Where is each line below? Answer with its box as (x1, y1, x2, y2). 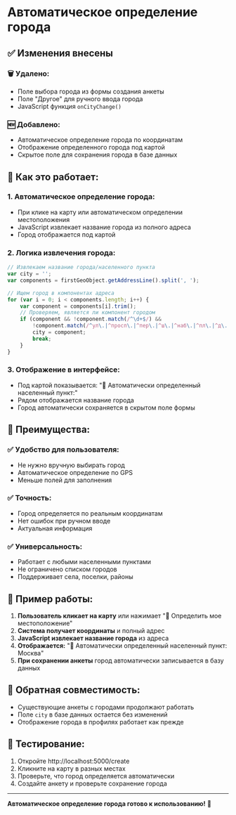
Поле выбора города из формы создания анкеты (17, 87, 165, 96)
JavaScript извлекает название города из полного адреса (17, 223, 192, 231)
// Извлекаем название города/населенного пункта (7, 264, 156, 271)
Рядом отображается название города (17, 396, 135, 404)
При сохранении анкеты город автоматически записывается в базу (17, 656, 224, 665)
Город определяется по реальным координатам (17, 509, 163, 517)
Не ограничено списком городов (17, 565, 117, 573)
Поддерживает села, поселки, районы (17, 573, 133, 581)
